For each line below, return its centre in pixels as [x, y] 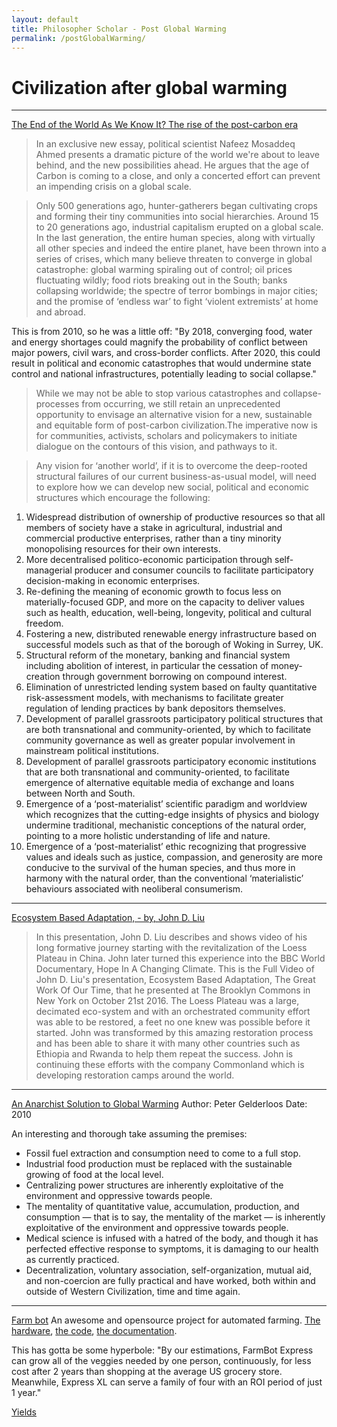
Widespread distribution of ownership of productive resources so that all [175, 517]
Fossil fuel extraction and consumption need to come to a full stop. [163, 1153]
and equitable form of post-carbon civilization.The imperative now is [176, 425]
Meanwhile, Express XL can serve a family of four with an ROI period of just [167, 1382]
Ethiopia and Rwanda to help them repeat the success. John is [164, 1054]
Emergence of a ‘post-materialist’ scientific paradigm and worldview [166, 804]
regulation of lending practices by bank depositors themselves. [155, 708]
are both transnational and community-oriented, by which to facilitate [168, 730]
